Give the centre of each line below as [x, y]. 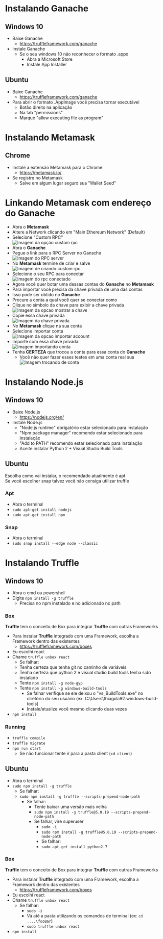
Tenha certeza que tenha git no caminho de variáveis [73, 667]
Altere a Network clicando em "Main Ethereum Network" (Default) [79, 232]
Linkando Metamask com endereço [78, 203]
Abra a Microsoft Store [49, 59]
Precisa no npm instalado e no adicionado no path [70, 603]
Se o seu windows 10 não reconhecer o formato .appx [74, 54]
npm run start [26, 748]
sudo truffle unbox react [53, 926]
